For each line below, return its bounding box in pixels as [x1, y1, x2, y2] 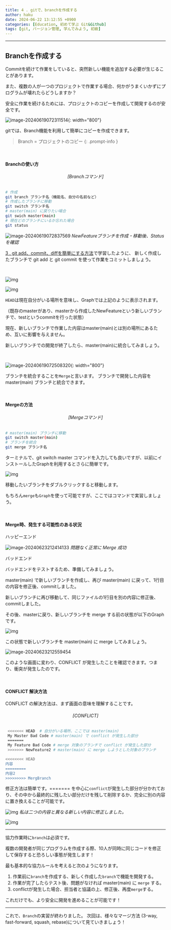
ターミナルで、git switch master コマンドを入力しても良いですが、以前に [5, 455, 158, 461]
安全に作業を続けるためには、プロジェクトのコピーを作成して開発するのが [5, 100, 161, 106]
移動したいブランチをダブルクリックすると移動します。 [5, 482, 121, 488]
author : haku [5, 12, 33, 17]
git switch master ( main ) [5, 435, 58, 440]
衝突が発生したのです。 [14, 666, 63, 672]
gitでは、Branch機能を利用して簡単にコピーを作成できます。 [5, 127, 132, 133]
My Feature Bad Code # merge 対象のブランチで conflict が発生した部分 [7, 743, 151, 748]
